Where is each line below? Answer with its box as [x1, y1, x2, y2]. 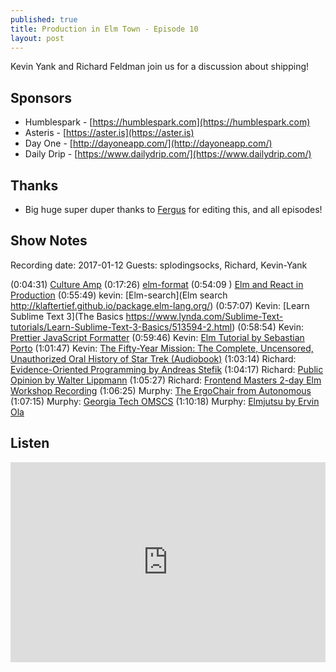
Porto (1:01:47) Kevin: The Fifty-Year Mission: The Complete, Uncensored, [10, 342, 314, 354]
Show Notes [10, 232, 88, 250]
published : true [10, 14, 78, 25]
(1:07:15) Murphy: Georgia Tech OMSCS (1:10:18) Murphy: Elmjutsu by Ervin [10, 395, 320, 407]
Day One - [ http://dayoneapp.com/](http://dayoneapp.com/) [24, 137, 273, 150]
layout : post [10, 33, 65, 43]
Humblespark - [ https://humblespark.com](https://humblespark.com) [24, 116, 311, 128]
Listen [10, 435, 50, 452]
